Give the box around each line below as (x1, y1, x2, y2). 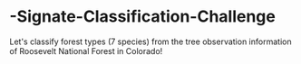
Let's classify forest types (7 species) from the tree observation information (9, 36, 292, 47)
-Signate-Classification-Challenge (9, 6, 277, 27)
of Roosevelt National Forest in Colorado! (9, 45, 163, 56)
